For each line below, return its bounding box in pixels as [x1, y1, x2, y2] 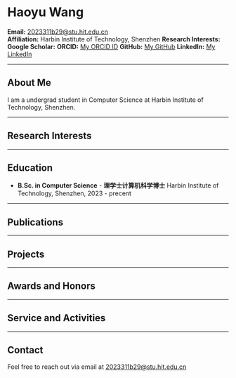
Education [7, 162, 53, 174]
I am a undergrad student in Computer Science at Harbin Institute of [7, 96, 204, 104]
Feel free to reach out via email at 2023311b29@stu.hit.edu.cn [7, 363, 187, 371]
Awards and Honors [7, 280, 96, 292]
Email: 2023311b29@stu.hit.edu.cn [7, 27, 109, 36]
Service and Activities [7, 312, 106, 324]
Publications [7, 216, 64, 228]
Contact [7, 344, 44, 356]
